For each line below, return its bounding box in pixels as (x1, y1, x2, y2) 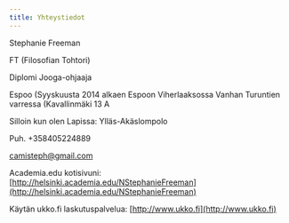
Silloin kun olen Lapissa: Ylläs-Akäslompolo (9, 115, 168, 126)
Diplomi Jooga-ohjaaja (9, 72, 92, 83)
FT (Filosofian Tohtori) (9, 54, 91, 65)
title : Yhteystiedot (9, 12, 86, 22)
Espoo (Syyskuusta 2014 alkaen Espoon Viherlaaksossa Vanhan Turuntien (9, 89, 281, 100)
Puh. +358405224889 (9, 132, 92, 143)
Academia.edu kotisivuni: (9, 167, 102, 178)
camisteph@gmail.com (9, 150, 93, 161)
